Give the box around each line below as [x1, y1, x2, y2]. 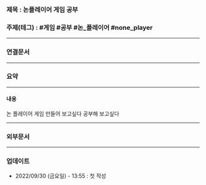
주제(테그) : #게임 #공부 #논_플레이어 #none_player [6, 23, 153, 32]
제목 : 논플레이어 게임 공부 [6, 5, 78, 13]
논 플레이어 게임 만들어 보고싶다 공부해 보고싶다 [6, 110, 120, 117]
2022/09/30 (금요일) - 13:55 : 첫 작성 [15, 172, 106, 180]
